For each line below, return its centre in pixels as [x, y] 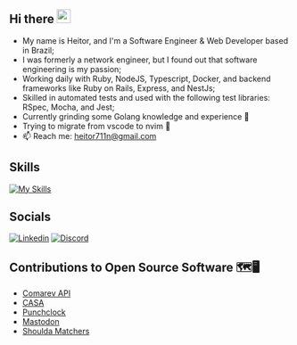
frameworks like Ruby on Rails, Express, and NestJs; [119, 88]
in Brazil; [38, 50]
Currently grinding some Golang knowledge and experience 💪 [136, 116]
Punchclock [44, 312]
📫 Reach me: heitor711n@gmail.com [89, 136]
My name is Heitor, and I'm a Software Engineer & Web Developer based [155, 40]
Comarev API [46, 293]
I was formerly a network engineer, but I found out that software [140, 60]
